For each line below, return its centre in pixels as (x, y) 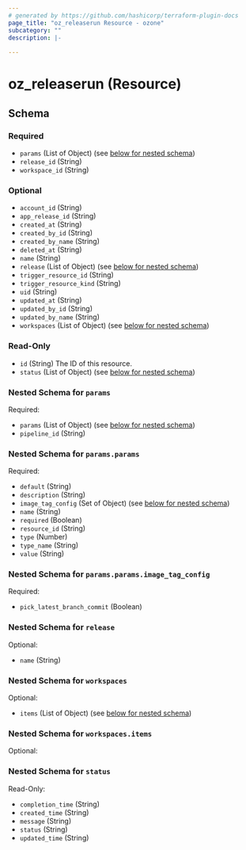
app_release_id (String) (58, 216)
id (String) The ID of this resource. (76, 363)
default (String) (45, 486)
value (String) (42, 554)
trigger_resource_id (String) (67, 275)
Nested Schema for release (62, 627)
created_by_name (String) (60, 242)
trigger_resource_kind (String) (70, 284)
